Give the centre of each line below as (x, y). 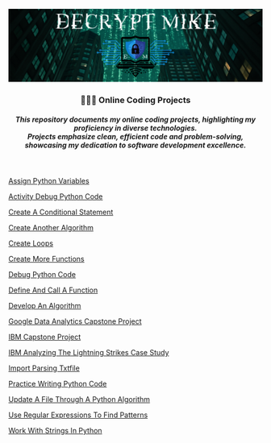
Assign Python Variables (49, 181)
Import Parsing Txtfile (44, 368)
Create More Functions (46, 259)
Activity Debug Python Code (56, 197)
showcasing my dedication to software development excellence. (135, 145)
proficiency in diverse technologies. (135, 128)
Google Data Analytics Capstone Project (75, 321)
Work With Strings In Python (55, 431)
